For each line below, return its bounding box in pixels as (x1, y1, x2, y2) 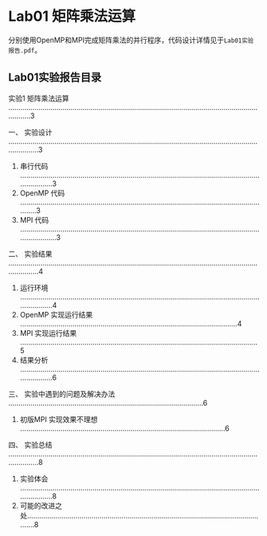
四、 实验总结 (8, 439, 53, 449)
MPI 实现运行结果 (19, 328, 77, 337)
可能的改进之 (19, 500, 62, 510)
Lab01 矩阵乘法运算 (8, 7, 136, 26)
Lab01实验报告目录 (8, 71, 102, 85)
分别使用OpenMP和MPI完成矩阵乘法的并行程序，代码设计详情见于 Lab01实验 (8, 35, 254, 45)
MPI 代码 (19, 215, 49, 224)
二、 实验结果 (8, 249, 53, 258)
